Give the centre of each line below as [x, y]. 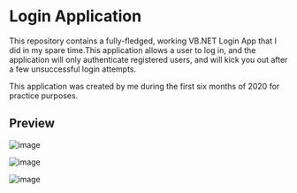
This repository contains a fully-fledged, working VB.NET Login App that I [143, 41]
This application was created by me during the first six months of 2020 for [145, 86]
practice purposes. [44, 96]
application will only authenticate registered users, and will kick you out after [148, 59]
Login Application [76, 16]
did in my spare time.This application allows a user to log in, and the [133, 50]
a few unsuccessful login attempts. [73, 69]
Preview [32, 124]
